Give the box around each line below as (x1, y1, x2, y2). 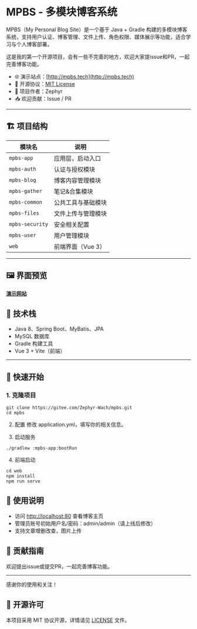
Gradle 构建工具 (14, 340, 53, 347)
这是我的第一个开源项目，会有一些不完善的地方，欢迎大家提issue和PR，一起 (6, 53, 190, 60)
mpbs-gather (9, 188, 43, 194)
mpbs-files (9, 209, 39, 217)
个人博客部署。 (16, 41, 53, 48)
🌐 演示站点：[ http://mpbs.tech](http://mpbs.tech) (14, 73, 135, 80)
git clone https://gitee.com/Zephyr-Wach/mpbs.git (6, 405, 133, 411)
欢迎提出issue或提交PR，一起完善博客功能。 (6, 563, 113, 570)
